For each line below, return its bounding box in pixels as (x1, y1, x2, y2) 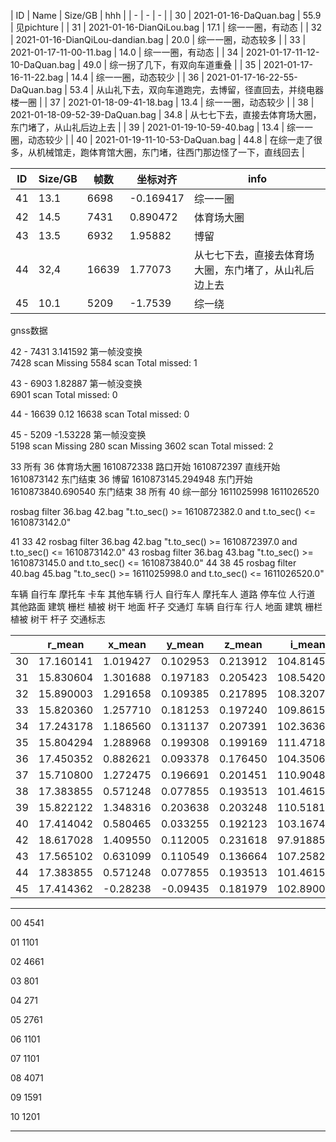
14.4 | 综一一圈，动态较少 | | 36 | (70, 71, 205, 83)
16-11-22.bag (10, 71, 64, 83)
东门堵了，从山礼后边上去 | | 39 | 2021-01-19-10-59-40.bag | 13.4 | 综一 (10, 121, 305, 133)
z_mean (223, 638, 263, 651)
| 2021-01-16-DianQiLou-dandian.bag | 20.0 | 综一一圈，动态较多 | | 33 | (10, 34, 307, 45)
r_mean (47, 638, 85, 651)
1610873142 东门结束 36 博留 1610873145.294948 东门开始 (10, 473, 253, 485)
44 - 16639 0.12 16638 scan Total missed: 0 (10, 408, 190, 420)
